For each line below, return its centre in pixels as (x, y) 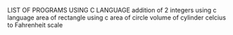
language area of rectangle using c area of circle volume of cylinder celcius (117, 17)
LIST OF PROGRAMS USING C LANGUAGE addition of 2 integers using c (112, 10)
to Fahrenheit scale (35, 25)
